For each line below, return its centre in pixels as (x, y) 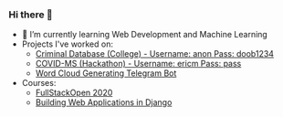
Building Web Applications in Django (104, 102)
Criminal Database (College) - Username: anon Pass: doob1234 (155, 54)
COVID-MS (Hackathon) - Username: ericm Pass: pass (138, 64)
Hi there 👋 (31, 15)
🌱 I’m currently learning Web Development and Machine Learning (145, 35)
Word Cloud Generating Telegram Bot (106, 73)
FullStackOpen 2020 (74, 93)
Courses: (39, 83)
